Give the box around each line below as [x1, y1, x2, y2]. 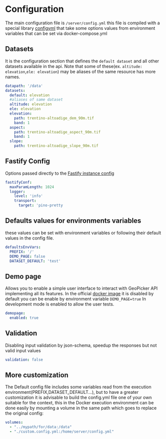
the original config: [5, 410, 44, 416]
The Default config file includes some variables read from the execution [5, 384, 152, 390]
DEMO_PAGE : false [9, 254, 46, 259]
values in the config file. [5, 235, 55, 241]
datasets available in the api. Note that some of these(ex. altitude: [5, 63, 143, 69]
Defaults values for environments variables [5, 217, 141, 225]
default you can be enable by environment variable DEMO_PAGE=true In [5, 296, 146, 302]
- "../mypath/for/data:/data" [9, 425, 72, 430]
